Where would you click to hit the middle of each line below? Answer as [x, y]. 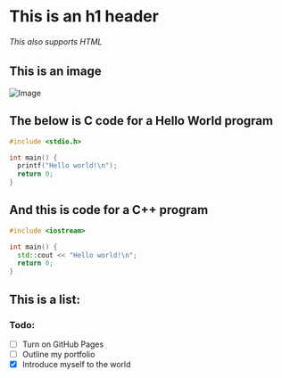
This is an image [56, 72]
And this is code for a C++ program [109, 210]
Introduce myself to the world [76, 364]
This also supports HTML [56, 41]
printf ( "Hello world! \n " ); [67, 166]
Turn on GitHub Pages [63, 344]
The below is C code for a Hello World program [141, 121]
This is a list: [45, 299]
